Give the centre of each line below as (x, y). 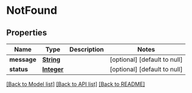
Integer (53, 69)
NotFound (32, 10)
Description (87, 49)
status (19, 69)
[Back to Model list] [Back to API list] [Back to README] (76, 84)
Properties (27, 33)
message (23, 59)
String (51, 59)
